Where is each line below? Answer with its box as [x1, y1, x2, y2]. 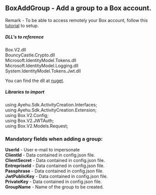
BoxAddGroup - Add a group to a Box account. [5, 4, 152, 12]
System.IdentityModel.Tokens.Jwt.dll [5, 67, 81, 74]
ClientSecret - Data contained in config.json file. [5, 157, 105, 163]
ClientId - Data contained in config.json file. [5, 152, 96, 158]
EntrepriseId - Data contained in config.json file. [5, 162, 105, 169]
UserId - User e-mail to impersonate [5, 147, 80, 153]
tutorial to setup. [5, 22, 39, 28]
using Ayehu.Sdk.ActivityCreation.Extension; [5, 107, 97, 113]
